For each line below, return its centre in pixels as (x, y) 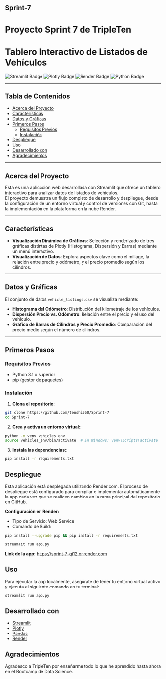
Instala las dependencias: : (40, 450)
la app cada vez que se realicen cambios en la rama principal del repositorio (83, 497)
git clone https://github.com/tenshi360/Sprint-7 (57, 412)
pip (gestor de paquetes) (38, 380)
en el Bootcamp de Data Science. (39, 671)
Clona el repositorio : (34, 404)
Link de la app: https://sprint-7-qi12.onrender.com (56, 554)
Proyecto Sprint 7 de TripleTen (68, 29)
